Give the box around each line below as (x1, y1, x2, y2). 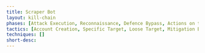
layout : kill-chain (6, 15, 56, 21)
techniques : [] (6, 32, 45, 38)
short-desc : (6, 37, 37, 43)
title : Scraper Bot (6, 9, 56, 15)
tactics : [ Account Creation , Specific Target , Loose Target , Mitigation (6, 26, 195, 32)
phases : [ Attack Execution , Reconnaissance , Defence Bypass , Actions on (6, 20, 195, 26)
